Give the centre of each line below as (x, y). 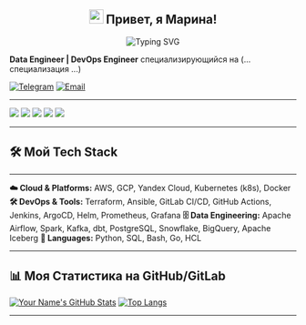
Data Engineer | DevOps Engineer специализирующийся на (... (130, 59)
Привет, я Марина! (162, 20)
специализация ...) (46, 68)
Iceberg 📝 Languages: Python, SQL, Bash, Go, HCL (106, 238)
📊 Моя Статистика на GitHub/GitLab (117, 276)
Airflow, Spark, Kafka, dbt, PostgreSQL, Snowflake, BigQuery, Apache (140, 228)
